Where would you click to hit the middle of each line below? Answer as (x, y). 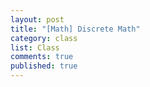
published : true (44, 66)
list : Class (35, 47)
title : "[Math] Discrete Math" (75, 29)
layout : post (37, 19)
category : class (44, 38)
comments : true (42, 57)
